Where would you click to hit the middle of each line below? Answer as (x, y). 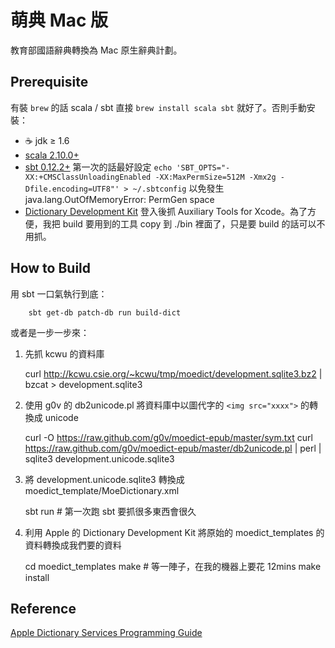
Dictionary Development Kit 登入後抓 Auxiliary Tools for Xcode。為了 (166, 211)
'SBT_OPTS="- (203, 167)
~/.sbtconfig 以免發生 (178, 188)
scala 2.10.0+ (52, 155)
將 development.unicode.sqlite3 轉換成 (104, 479)
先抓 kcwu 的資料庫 (64, 353)
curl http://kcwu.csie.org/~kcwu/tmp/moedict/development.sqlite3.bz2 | (173, 373)
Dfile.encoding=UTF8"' (72, 189)
